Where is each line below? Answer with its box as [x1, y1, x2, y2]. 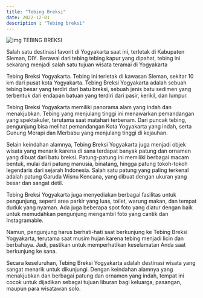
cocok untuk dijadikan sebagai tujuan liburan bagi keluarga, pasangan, [6, 279, 182, 286]
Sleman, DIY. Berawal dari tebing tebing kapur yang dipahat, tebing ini [6, 55, 181, 62]
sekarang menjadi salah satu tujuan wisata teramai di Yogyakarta [6, 61, 168, 68]
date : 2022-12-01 [6, 14, 50, 21]
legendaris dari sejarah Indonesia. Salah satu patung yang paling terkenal [6, 166, 189, 174]
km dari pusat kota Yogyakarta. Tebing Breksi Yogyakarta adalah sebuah [6, 79, 187, 86]
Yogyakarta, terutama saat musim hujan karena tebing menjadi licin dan [6, 235, 184, 242]
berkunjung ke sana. [6, 248, 57, 255]
